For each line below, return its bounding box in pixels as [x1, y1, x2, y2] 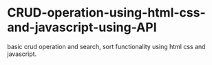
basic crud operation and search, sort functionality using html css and [7, 42, 206, 50]
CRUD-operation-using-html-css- [7, 5, 206, 21]
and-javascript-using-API [7, 19, 157, 35]
